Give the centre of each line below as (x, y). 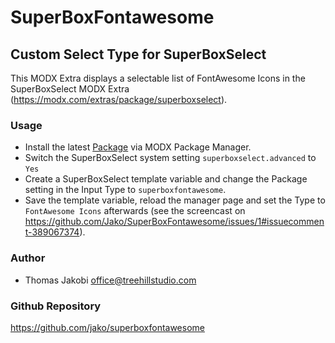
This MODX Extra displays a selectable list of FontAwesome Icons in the (158, 78)
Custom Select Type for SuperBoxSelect (138, 54)
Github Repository (56, 306)
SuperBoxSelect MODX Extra (70, 89)
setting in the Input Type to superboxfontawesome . (125, 190)
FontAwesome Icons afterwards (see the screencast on (135, 211)
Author (28, 258)
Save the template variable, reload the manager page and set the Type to (175, 200)
